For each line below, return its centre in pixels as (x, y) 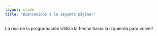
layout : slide (20, 10)
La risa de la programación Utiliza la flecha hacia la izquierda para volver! (79, 28)
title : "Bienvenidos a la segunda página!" (50, 14)
